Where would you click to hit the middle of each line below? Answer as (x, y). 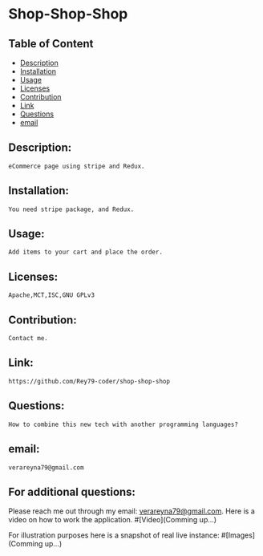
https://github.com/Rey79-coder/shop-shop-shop (89, 381)
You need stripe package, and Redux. (71, 209)
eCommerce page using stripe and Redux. (77, 166)
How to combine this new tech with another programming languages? (123, 424)
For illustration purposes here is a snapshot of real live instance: (114, 535)
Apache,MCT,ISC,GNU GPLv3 (51, 295)
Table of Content (51, 44)
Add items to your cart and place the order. (85, 252)
